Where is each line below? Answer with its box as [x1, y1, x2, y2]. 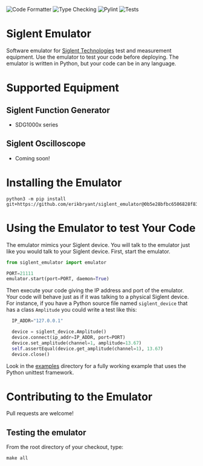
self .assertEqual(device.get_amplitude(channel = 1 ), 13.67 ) [11, 346, 164, 352]
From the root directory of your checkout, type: [6, 444, 124, 451]
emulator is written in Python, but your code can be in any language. [6, 59, 176, 67]
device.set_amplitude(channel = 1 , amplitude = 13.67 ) [11, 340, 142, 346]
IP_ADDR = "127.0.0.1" [11, 318, 63, 324]
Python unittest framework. [6, 369, 74, 376]
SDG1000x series [14, 121, 59, 128]
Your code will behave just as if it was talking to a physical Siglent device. [6, 294, 189, 301]
